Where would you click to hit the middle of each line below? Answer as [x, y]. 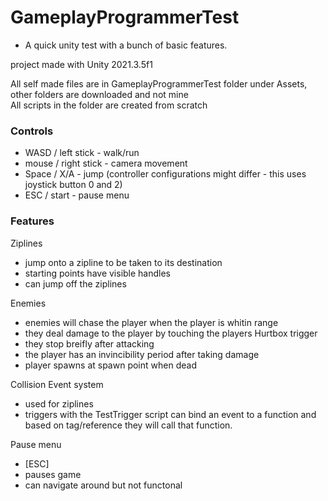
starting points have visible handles [98, 273]
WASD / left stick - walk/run [82, 153]
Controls [32, 131]
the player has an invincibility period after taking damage [142, 354]
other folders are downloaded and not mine [99, 94]
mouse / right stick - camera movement [106, 163]
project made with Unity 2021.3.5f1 [81, 64]
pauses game [53, 474]
